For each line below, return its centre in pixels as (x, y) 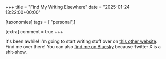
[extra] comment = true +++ (34, 32)
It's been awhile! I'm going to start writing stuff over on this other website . (81, 41)
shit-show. (16, 52)
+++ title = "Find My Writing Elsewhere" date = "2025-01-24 (67, 7)
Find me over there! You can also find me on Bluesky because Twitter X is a (83, 47)
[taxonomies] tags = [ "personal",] (40, 22)
